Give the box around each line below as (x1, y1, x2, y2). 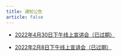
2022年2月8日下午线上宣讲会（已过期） (14, 44, 112, 51)
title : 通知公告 (6, 8, 42, 15)
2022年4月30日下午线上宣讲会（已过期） (14, 31, 115, 38)
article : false (6, 14, 44, 20)
